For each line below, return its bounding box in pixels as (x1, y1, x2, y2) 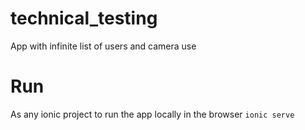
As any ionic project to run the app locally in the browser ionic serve (10, 108, 295, 120)
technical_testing (10, 7, 158, 30)
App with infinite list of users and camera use (10, 40, 197, 52)
